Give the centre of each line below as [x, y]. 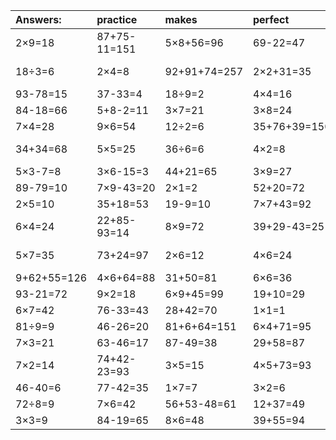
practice [117, 19]
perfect [271, 19]
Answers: [38, 19]
